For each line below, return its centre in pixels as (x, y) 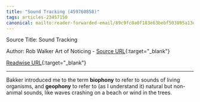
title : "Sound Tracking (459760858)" (53, 12)
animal (14, 92)
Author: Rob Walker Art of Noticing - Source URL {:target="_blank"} (88, 51)
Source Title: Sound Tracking (42, 40)
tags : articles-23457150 (37, 17)
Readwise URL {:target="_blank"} (46, 63)
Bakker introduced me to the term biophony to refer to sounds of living (93, 80)
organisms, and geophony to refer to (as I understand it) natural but (89, 86)
